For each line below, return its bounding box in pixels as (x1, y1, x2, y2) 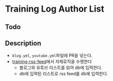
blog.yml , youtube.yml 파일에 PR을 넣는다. (12, 52, 93, 59)
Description (5, 39, 41, 47)
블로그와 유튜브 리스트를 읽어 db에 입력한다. (19, 65, 103, 71)
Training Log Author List (5, 3, 104, 15)
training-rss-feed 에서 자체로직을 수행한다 (12, 59, 92, 65)
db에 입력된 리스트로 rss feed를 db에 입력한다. (19, 71, 108, 77)
